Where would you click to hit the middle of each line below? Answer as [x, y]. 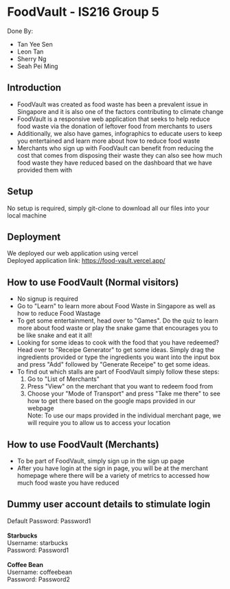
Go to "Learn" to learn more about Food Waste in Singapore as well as [116, 306]
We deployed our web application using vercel [73, 253]
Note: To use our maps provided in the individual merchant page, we [124, 415]
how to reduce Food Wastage [59, 314]
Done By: [20, 31]
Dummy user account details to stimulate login [109, 504]
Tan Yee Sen [35, 44]
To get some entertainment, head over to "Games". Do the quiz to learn [117, 321]
